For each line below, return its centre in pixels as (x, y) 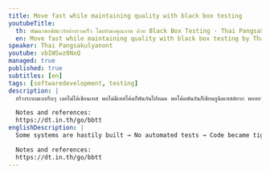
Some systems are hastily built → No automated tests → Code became (133, 135)
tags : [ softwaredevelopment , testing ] (73, 83)
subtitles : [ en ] (35, 76)
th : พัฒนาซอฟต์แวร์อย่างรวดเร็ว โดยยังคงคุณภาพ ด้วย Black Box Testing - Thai (125, 31)
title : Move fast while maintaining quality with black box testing (125, 16)
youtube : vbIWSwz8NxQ (45, 53)
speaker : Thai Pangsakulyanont (61, 46)
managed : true (32, 61)
